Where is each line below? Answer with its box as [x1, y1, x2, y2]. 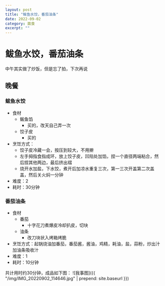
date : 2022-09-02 [5, 16, 41, 21]
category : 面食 [5, 21, 35, 26]
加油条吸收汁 [12, 247, 39, 253]
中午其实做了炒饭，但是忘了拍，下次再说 [5, 66, 88, 72]
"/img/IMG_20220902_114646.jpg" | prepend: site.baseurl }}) [5, 276, 129, 282]
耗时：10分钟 [12, 259, 39, 265]
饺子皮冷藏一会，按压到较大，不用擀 [19, 147, 94, 153]
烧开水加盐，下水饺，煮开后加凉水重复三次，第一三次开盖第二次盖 [19, 165, 155, 171]
